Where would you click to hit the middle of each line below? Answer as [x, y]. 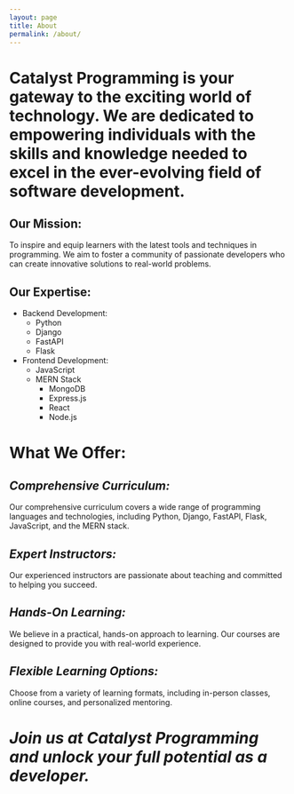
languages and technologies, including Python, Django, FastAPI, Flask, [138, 517]
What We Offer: [68, 453]
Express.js [68, 398]
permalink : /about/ [45, 34]
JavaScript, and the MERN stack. [69, 526]
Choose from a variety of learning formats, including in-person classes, [140, 693]
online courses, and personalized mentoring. [91, 702]
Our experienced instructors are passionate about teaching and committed [146, 575]
